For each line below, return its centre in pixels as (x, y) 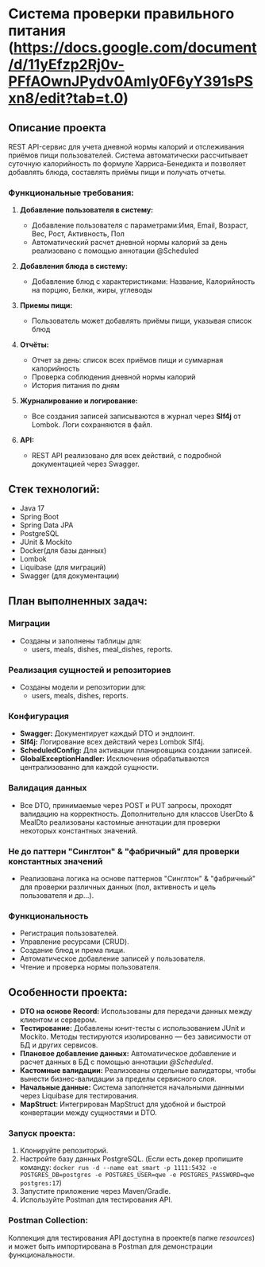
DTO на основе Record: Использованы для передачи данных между (136, 1012)
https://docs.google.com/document (135, 48)
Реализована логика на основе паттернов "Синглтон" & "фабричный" (138, 878)
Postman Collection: (48, 1220)
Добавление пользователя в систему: (86, 210)
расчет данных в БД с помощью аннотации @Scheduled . (116, 1062)
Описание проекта (57, 128)
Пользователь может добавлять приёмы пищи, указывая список (142, 321)
